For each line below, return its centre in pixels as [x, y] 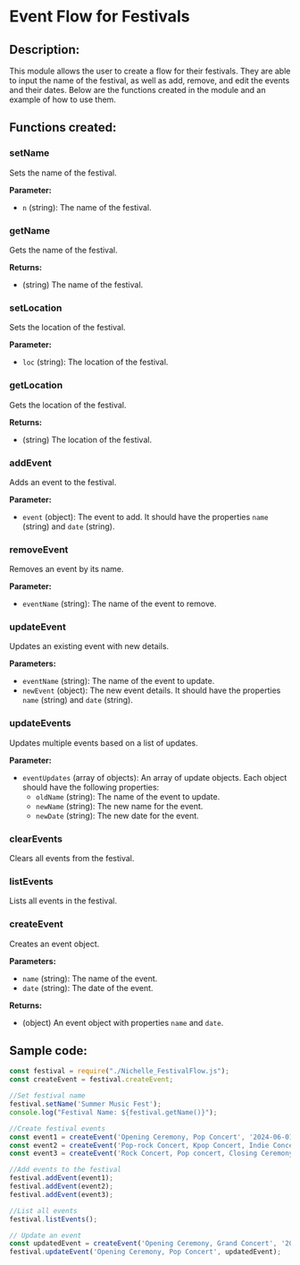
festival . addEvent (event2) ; [62, 1187]
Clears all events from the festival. [72, 859]
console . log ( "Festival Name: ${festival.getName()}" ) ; [113, 1112]
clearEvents [36, 839]
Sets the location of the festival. [68, 328]
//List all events [43, 1210]
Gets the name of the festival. [63, 250]
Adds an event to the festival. [63, 482]
